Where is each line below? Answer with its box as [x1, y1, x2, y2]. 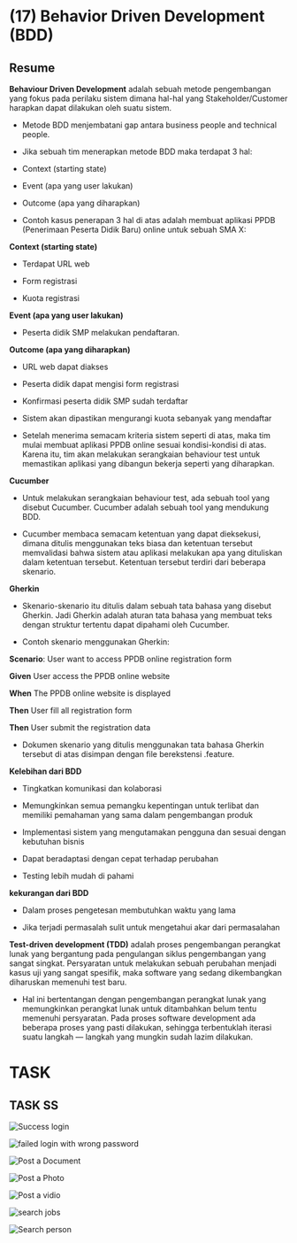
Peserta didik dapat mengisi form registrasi [21, 379, 179, 389]
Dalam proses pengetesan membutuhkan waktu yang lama [21, 905, 236, 915]
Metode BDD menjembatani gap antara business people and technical [21, 120, 277, 130]
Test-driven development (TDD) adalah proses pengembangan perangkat [9, 939, 281, 949]
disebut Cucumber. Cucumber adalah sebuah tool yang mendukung [21, 502, 270, 513]
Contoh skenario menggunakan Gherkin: [21, 637, 170, 647]
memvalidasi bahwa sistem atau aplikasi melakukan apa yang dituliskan [21, 547, 283, 558]
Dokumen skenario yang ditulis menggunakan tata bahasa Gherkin [21, 739, 265, 750]
